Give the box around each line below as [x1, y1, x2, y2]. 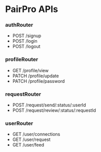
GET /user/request [12, 136, 51, 142]
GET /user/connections [12, 131, 60, 137]
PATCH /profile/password [12, 78, 65, 84]
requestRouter [5, 90, 41, 97]
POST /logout [12, 44, 41, 50]
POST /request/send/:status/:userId [12, 102, 86, 108]
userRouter [5, 120, 33, 126]
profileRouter [5, 56, 38, 63]
